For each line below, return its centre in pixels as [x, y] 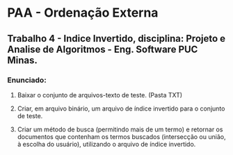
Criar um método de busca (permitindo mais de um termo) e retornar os [120, 129]
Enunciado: [27, 80]
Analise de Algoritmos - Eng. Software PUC [103, 49]
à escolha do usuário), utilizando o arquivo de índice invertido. [106, 144]
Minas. [23, 60]
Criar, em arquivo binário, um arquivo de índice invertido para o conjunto [121, 108]
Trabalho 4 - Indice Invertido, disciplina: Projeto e [116, 39]
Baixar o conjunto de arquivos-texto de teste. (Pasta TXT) [100, 95]
